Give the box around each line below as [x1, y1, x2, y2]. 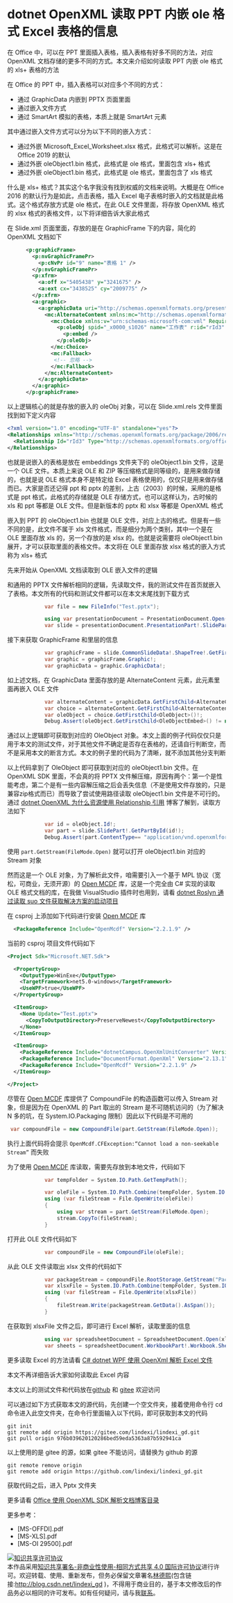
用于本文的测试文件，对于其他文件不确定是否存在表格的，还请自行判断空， [7, 740, 220, 748]
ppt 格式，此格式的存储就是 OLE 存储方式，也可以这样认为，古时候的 [20, 492, 218, 501]
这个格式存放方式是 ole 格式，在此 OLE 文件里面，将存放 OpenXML [19, 200, 211, 209]
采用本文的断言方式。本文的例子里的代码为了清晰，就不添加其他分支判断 [19, 749, 226, 757]
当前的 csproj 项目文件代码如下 [7, 939, 96, 947]
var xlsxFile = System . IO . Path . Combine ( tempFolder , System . [44, 1282, 222, 1290]
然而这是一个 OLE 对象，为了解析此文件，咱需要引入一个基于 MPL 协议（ [7, 871, 215, 879]
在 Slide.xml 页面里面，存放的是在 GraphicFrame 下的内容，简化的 [7, 223, 196, 232]
